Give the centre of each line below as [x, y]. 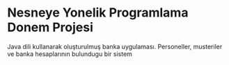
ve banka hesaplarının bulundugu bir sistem [70, 54]
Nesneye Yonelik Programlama [98, 13]
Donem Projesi [50, 27]
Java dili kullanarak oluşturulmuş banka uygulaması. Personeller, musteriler [115, 46]
